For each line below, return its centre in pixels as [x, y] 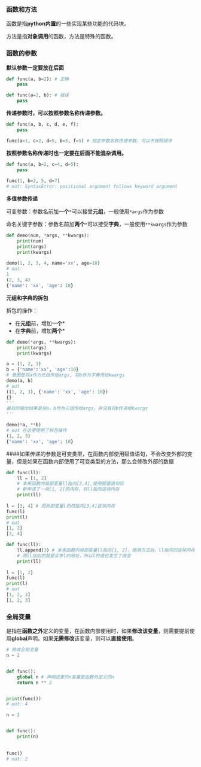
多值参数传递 [22, 199]
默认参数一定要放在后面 [35, 68]
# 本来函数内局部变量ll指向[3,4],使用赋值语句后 [71, 484]
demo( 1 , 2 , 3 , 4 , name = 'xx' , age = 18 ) [53, 263]
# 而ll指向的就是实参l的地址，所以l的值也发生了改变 [74, 556]
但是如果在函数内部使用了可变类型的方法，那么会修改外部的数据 [95, 461]
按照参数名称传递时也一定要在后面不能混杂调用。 [66, 153]
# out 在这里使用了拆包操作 [36, 431]
